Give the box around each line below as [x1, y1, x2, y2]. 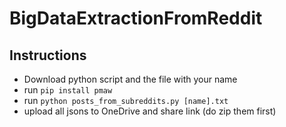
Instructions [9, 47, 87, 64]
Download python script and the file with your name [23, 73, 238, 85]
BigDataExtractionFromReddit [9, 7, 263, 30]
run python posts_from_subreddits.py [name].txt [23, 95, 229, 106]
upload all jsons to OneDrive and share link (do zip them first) [23, 105, 277, 117]
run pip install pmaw [23, 84, 113, 96]
